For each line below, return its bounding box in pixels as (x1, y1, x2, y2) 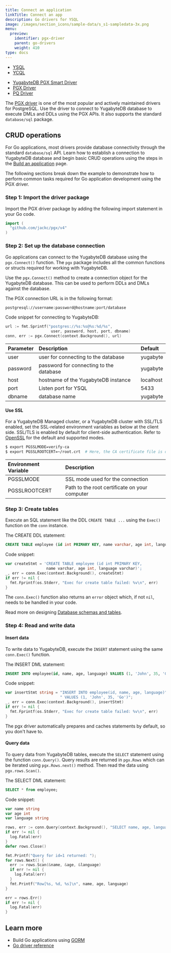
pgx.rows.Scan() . (5, 767, 41, 773)
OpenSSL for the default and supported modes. (5, 435, 105, 441)
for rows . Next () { (5, 858, 44, 863)
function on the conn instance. (5, 523, 68, 529)
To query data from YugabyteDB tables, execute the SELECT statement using (5, 751, 164, 757)
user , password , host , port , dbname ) (50, 329, 131, 334)
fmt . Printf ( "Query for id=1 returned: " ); (5, 853, 97, 858)
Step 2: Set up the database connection (5, 242, 105, 249)
